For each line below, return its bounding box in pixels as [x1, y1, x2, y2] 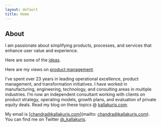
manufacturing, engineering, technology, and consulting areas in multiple [5, 86, 152, 92]
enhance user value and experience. [5, 48, 78, 54]
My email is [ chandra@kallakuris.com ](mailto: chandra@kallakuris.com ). [5, 111, 150, 117]
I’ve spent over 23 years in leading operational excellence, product [5, 76, 139, 82]
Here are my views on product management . [5, 67, 94, 73]
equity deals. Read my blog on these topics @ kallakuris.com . [5, 102, 128, 108]
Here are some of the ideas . [5, 57, 61, 63]
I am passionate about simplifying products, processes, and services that [5, 42, 152, 49]
